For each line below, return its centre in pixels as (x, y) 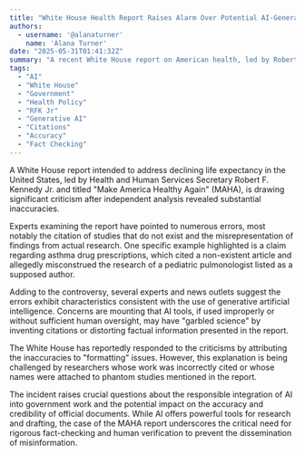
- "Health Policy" (53, 102)
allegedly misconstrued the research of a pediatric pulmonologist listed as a (151, 265)
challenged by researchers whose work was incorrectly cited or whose (142, 367)
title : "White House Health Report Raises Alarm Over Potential (133, 18)
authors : (26, 26)
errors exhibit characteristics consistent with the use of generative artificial (150, 301)
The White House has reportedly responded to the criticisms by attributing (148, 348)
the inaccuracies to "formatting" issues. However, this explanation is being (148, 357)
